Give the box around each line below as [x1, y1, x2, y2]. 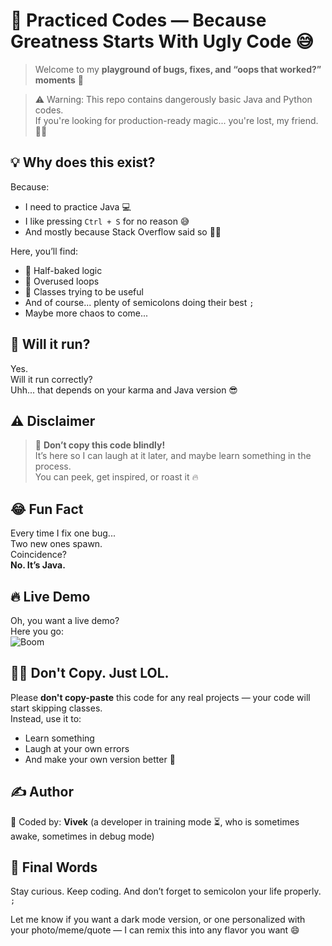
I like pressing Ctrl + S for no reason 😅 [24, 215, 190, 227]
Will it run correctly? [10, 373, 93, 385]
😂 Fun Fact [10, 500, 84, 518]
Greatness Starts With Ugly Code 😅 [10, 30, 315, 53]
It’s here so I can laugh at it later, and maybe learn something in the [34, 450, 312, 462]
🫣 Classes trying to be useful [24, 285, 144, 298]
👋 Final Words [10, 859, 98, 876]
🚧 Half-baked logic [24, 264, 103, 276]
